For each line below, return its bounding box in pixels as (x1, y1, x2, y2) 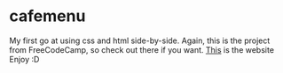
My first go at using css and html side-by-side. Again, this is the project (9, 35, 271, 46)
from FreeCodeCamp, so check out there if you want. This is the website (9, 44, 275, 55)
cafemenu (9, 6, 86, 26)
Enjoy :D (9, 54, 40, 64)
